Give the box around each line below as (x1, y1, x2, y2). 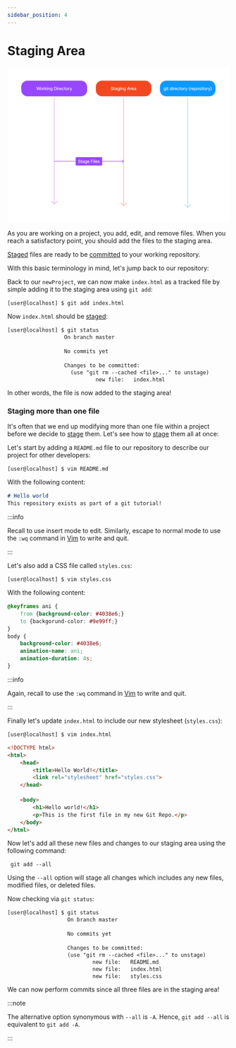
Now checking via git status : (7, 895, 95, 903)
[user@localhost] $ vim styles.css (7, 576, 112, 583)
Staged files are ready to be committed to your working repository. (7, 250, 201, 258)
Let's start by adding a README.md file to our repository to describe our (7, 443, 209, 452)
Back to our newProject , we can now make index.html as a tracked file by (7, 277, 221, 286)
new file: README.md (92, 959, 159, 966)
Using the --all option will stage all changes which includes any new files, (7, 873, 224, 882)
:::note (7, 999, 26, 1008)
